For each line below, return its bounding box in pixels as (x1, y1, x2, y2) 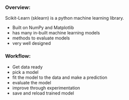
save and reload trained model (12, 90, 74, 96)
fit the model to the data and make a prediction (12, 74, 107, 80)
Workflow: (5, 53, 31, 60)
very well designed (12, 40, 51, 46)
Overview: (5, 4, 31, 11)
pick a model (12, 69, 38, 75)
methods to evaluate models (12, 35, 70, 41)
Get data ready (12, 64, 43, 70)
